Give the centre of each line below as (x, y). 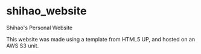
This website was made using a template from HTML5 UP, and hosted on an (101, 39)
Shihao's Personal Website (40, 28)
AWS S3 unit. (23, 46)
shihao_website (46, 11)
